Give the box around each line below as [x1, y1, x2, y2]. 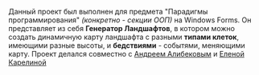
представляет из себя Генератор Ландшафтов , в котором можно [8, 24, 236, 33]
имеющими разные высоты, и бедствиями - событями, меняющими [8, 41, 245, 50]
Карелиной [8, 57, 47, 67]
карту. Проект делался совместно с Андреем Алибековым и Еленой [8, 49, 245, 58]
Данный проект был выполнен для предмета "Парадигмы [8, 7, 208, 16]
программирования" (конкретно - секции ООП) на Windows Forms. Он [8, 15, 252, 25]
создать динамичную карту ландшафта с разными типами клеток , [8, 32, 240, 41]
